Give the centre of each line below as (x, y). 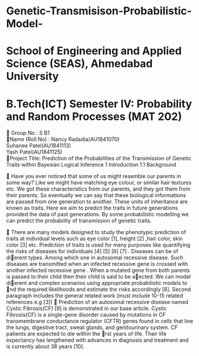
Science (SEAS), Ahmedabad (80, 64)
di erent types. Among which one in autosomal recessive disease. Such (95, 257)
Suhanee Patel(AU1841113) (39, 146)
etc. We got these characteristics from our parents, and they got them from (98, 189)
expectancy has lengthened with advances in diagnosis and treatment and (97, 340)
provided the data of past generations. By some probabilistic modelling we (97, 214)
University (32, 76)
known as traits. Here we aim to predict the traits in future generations (92, 208)
